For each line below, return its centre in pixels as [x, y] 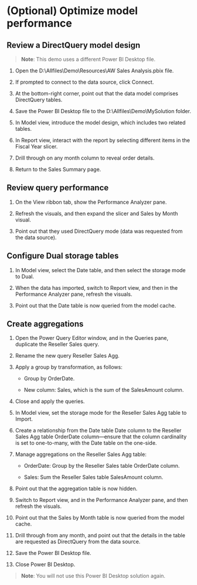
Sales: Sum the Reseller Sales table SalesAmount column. [94, 477]
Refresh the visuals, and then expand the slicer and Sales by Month [96, 213]
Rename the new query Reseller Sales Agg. [67, 356]
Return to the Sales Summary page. [58, 169]
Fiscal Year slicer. [36, 146]
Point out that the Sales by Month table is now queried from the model [100, 518]
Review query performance [58, 188]
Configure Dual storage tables [63, 256]
